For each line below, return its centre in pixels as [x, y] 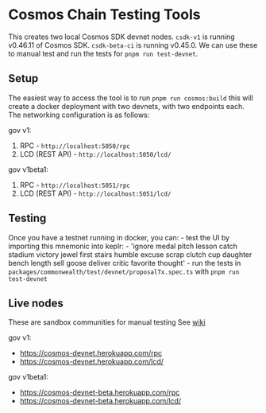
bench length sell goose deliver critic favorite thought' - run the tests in [125, 263]
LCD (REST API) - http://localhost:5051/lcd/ [95, 193]
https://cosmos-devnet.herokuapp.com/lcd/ [92, 362]
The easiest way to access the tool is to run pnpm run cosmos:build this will [131, 98]
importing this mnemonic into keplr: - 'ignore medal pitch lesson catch [123, 246]
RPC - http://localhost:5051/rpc [75, 185]
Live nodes [36, 303]
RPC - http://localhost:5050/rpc [75, 146]
